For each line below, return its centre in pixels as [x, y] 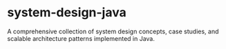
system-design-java [67, 13]
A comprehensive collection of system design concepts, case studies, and [113, 31]
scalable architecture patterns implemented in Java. [81, 38]
